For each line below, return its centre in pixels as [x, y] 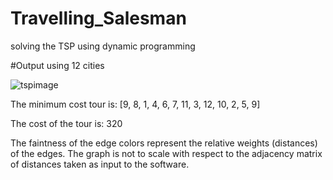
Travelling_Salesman [98, 18]
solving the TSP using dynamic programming [103, 46]
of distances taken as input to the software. [100, 164]
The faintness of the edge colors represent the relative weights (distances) [164, 143]
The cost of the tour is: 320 [66, 123]
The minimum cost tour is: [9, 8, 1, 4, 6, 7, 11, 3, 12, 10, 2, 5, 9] [135, 104]
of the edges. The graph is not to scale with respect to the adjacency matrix [166, 153]
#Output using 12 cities [57, 65]
